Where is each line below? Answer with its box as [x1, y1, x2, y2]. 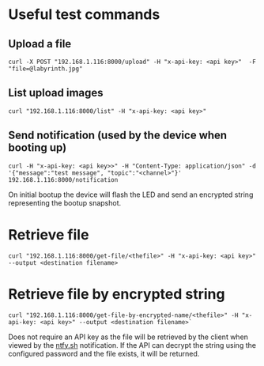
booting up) [8, 141, 67, 155]
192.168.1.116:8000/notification [8, 175, 119, 183]
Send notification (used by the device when [8, 129, 228, 142]
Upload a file [8, 37, 72, 51]
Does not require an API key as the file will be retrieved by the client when [8, 332, 249, 341]
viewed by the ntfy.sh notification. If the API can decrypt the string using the [8, 340, 257, 349]
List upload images [8, 86, 104, 100]
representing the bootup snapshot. [8, 198, 122, 207]
